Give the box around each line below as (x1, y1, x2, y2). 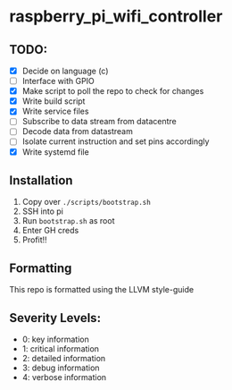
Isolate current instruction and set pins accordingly (21, 136, 210, 147)
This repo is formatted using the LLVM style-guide (9, 284, 195, 295)
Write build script (21, 96, 86, 106)
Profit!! (21, 234, 47, 245)
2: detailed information (21, 353, 106, 363)
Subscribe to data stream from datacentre (21, 116, 177, 127)
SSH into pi (21, 206, 64, 216)
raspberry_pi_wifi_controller (9, 6, 223, 27)
